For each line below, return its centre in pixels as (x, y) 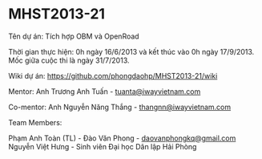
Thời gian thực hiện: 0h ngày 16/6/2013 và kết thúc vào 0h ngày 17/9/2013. (131, 51)
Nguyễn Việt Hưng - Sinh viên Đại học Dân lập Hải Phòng (103, 146)
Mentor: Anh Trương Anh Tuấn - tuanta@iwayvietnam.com (105, 91)
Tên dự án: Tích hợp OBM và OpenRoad (74, 36)
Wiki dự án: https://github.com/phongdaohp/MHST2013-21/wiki (113, 75)
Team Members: (35, 122)
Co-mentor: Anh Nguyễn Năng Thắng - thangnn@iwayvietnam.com (120, 107)
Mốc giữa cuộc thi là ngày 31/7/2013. (69, 60)
